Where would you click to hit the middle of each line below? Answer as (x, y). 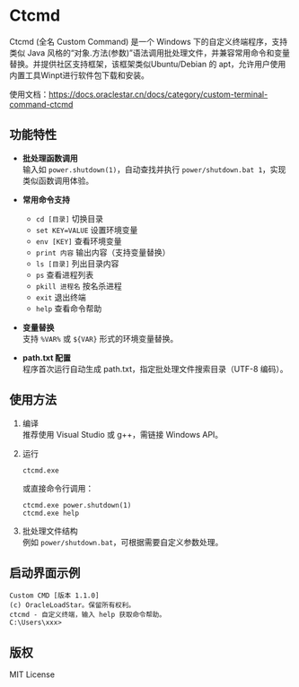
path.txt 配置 (47, 357)
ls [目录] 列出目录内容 (77, 263)
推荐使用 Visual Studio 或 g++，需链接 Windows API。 (123, 434)
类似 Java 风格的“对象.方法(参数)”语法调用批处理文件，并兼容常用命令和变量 (149, 52)
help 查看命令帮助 (69, 308)
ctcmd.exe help (51, 513)
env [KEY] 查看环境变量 (79, 241)
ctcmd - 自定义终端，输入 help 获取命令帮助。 (88, 615)
